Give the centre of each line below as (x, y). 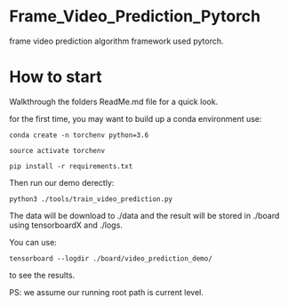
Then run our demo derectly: (62, 182)
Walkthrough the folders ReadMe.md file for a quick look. (114, 101)
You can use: (33, 242)
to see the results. (42, 275)
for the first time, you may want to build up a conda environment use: (136, 118)
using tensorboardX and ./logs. (66, 225)
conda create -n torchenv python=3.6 (79, 135)
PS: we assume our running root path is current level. (107, 292)
